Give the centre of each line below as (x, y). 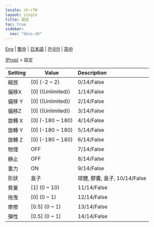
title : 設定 (17, 19)
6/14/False (91, 140)
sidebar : (15, 29)
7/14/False (91, 149)
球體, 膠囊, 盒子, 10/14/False (112, 178)
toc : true (16, 24)
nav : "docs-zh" (26, 34)
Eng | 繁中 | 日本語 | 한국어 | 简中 (39, 49)
